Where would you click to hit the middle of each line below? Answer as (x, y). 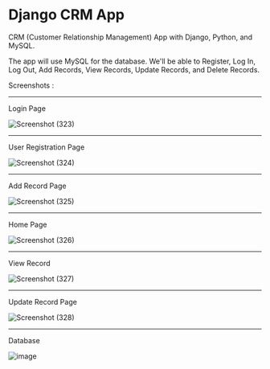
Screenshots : (31, 85)
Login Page (27, 108)
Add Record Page (37, 186)
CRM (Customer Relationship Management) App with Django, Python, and (131, 37)
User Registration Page (47, 147)
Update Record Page (43, 301)
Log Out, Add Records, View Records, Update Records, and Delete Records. (134, 69)
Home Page (28, 224)
